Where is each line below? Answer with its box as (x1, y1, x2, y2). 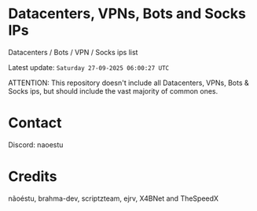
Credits (8, 168, 57, 186)
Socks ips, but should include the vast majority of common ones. (8, 86, 218, 95)
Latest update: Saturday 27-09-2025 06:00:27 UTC (8, 62, 170, 72)
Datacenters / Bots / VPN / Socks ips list (8, 47, 138, 57)
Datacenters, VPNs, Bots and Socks (8, 5, 246, 23)
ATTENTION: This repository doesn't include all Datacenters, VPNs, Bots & (8, 78, 249, 87)
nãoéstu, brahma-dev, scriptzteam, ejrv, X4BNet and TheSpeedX (8, 194, 218, 203)
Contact (8, 114, 62, 132)
